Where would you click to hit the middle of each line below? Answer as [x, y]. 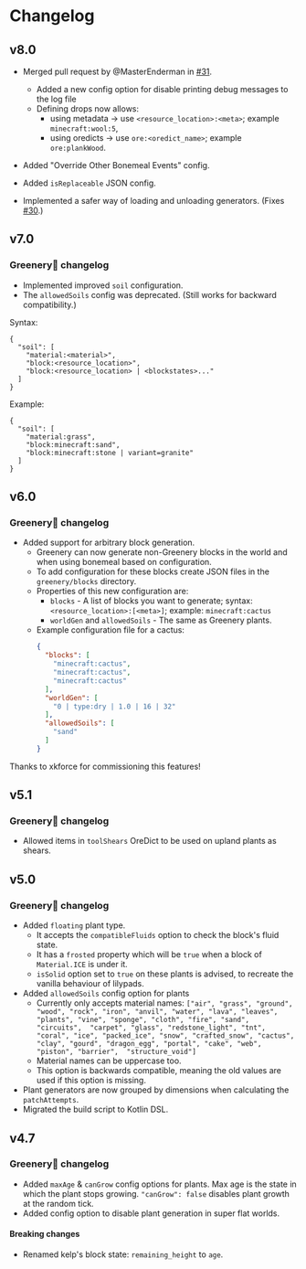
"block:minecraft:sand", [73, 444]
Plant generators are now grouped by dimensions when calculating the [156, 1090]
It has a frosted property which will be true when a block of [149, 954]
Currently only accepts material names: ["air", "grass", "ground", [164, 1003]
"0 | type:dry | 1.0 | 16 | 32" [115, 706]
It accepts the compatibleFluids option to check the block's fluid [158, 935]
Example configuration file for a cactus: [111, 630]
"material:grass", [61, 437]
